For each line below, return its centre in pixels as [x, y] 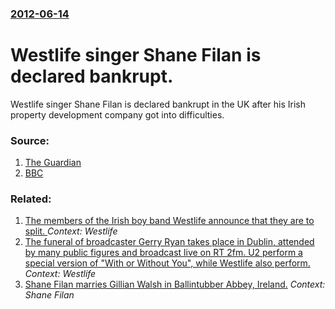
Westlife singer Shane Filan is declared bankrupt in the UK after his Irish [158, 104]
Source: [30, 140]
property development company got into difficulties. [117, 114]
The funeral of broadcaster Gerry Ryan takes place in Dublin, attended [169, 242]
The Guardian [53, 163]
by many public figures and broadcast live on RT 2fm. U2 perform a [163, 253]
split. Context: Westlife [71, 231]
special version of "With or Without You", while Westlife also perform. [167, 263]
